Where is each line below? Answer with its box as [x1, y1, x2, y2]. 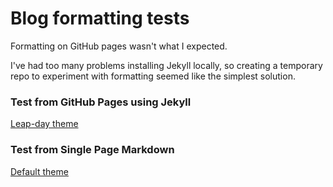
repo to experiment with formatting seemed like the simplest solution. [10, 70, 296, 82]
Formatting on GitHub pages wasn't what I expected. [10, 40, 228, 52]
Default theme [10, 165, 69, 177]
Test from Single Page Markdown [10, 143, 175, 157]
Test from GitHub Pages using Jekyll [10, 95, 192, 109]
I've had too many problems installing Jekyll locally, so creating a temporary [10, 59, 323, 71]
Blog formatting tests [10, 7, 190, 30]
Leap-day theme [10, 118, 79, 130]
